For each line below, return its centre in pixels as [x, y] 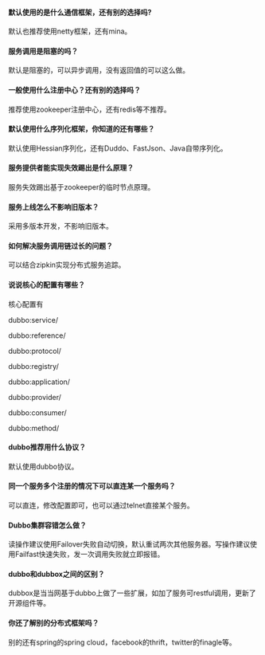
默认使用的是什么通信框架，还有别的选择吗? [80, 12]
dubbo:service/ [33, 320]
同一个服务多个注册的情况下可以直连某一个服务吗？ [92, 486]
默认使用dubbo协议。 [43, 466]
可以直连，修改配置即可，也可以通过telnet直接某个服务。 [101, 505]
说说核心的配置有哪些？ [47, 285]
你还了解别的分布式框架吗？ [54, 623]
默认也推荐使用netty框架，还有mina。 [70, 31]
